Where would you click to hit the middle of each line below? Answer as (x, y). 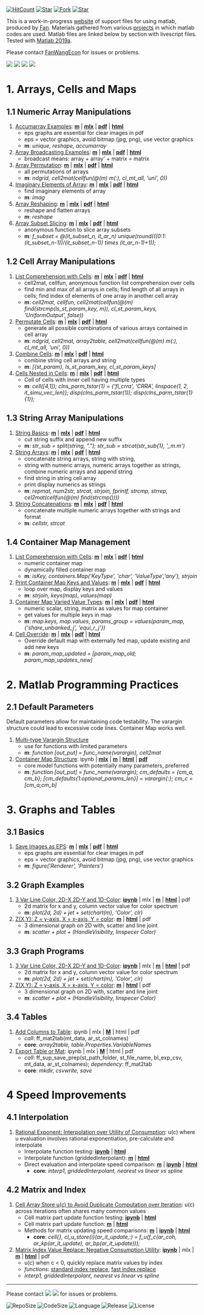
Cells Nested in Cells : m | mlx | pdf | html (67, 373)
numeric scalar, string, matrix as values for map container (96, 608)
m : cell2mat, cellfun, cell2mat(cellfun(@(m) (79, 302)
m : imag (35, 197)
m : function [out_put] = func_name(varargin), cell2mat (93, 753)
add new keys (42, 647)
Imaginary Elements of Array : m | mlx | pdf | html (76, 184)
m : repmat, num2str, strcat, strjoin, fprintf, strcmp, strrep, (96, 491)
